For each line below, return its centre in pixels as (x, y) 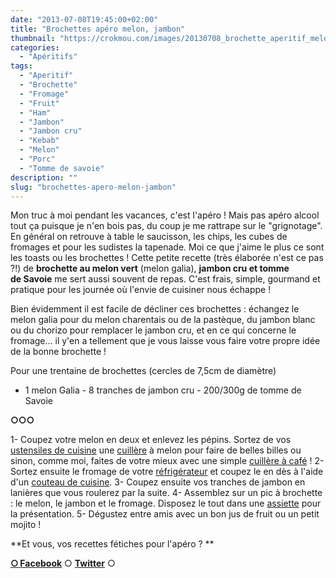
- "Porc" (37, 159)
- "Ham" (35, 112)
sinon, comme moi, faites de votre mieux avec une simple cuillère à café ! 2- (167, 461)
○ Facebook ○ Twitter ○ (63, 563)
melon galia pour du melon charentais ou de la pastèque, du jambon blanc (163, 320)
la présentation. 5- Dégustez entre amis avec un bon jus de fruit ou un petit (165, 514)
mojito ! (26, 525)
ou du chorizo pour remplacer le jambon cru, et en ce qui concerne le (153, 330)
